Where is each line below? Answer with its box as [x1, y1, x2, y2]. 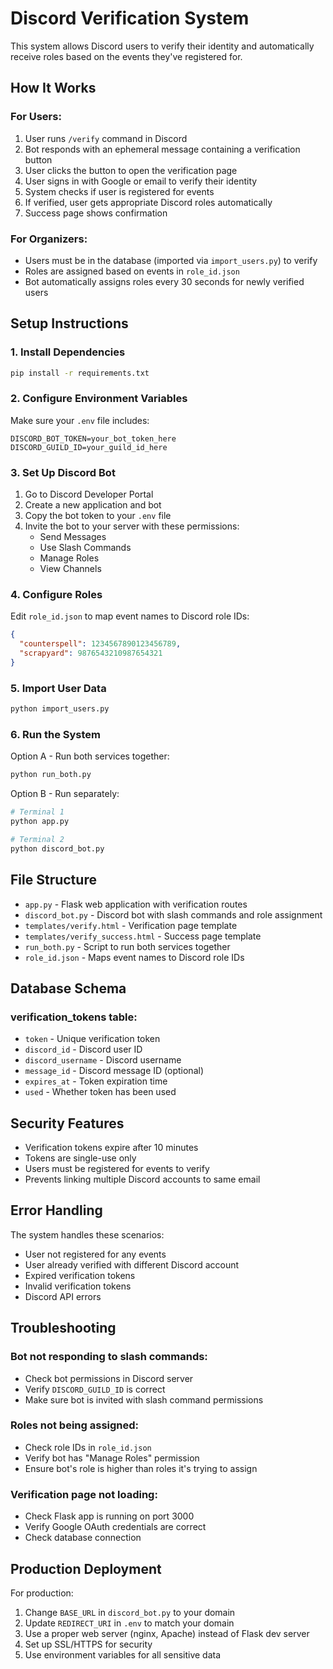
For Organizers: [10, 232, 88, 246]
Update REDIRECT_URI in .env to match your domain [24, 1617, 235, 1629]
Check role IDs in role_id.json [24, 1441, 152, 1453]
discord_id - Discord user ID [24, 1043, 143, 1056]
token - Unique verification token [24, 1033, 161, 1045]
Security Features [10, 1115, 125, 1132]
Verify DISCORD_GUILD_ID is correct [24, 1383, 166, 1395]
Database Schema [10, 980, 127, 997]
